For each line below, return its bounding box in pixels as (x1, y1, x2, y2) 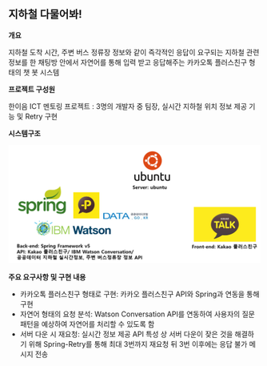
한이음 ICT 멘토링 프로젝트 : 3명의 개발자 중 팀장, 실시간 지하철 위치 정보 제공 (8, 101, 248, 111)
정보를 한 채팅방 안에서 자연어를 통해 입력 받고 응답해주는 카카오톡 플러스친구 (8, 57, 248, 66)
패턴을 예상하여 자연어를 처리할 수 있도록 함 (19, 319, 155, 328)
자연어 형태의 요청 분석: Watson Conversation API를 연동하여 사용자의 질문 (19, 309, 256, 319)
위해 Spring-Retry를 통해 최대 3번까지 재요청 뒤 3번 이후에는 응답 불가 (28, 339, 248, 348)
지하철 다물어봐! (8, 7, 82, 22)
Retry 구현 (25, 111, 58, 121)
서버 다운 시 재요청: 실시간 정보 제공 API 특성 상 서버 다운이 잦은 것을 (19, 329, 233, 339)
